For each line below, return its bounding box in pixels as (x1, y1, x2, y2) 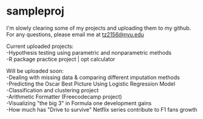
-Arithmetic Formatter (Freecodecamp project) (6, 93, 122, 100)
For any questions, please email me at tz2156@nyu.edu (6, 30, 144, 38)
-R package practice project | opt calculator (6, 55, 116, 63)
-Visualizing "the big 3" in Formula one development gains (6, 99, 152, 107)
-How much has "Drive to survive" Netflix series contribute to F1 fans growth (6, 106, 198, 113)
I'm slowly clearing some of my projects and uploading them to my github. (6, 24, 191, 32)
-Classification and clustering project (6, 86, 99, 93)
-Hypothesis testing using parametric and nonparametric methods (6, 49, 171, 56)
